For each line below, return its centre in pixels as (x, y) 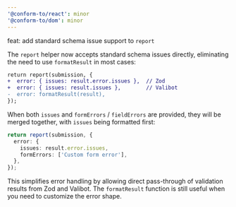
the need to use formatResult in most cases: (72, 61)
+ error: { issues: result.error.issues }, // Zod (86, 81)
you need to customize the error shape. (64, 196)
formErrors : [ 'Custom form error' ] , (74, 155)
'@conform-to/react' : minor (49, 14)
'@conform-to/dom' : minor (45, 20)
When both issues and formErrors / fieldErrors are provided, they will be (114, 114)
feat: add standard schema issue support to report (81, 40)
